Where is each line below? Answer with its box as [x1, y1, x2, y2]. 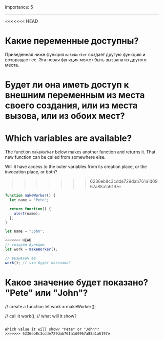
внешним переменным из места [5, 90, 145, 101]
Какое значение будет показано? [5, 277, 148, 288]
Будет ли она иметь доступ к [5, 79, 129, 90]
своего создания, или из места [5, 100, 138, 111]
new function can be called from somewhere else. [5, 154, 106, 160]
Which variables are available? [5, 133, 132, 144]
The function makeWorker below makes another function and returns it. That [5, 149, 156, 155]
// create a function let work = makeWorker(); [5, 303, 96, 309]
